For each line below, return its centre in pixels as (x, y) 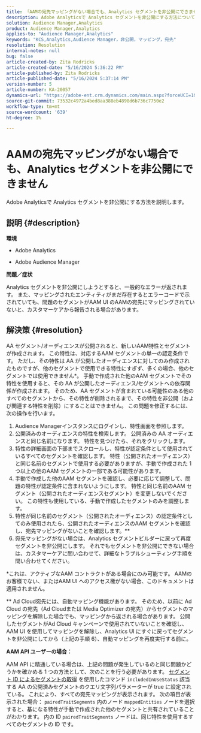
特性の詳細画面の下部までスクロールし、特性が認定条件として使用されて (104, 448)
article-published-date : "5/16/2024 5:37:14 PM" (68, 79)
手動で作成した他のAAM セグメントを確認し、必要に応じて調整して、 (100, 478)
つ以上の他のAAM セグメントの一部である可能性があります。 (89, 470)
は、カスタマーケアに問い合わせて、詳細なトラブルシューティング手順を (104, 553)
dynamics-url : (24, 95)
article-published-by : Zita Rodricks (53, 73)
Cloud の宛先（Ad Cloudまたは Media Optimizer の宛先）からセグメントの (97, 608)
